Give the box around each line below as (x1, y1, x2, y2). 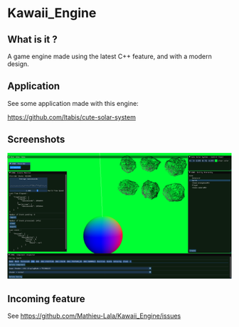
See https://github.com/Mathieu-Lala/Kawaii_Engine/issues (7, 311, 181, 320)
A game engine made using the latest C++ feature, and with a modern (7, 52, 212, 60)
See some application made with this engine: (7, 99, 139, 107)
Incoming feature (7, 293, 85, 305)
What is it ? (7, 33, 58, 45)
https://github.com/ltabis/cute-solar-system (7, 112, 137, 122)
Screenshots (7, 134, 65, 146)
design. (7, 60, 30, 68)
